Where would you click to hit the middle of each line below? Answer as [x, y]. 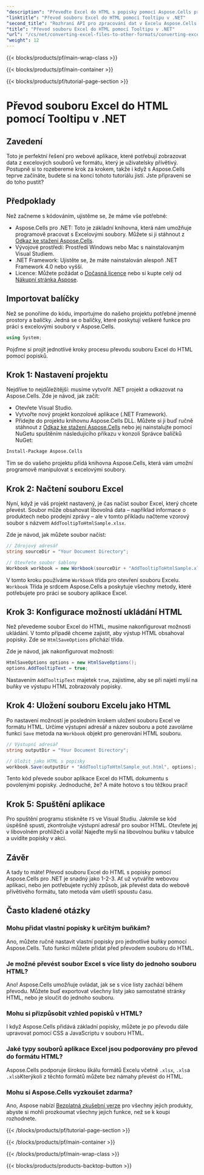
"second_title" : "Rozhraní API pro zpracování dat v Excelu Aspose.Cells [102, 23]
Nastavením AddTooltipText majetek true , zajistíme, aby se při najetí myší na [102, 680]
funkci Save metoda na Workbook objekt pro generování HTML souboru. [94, 733]
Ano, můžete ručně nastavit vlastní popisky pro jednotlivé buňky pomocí [97, 941]
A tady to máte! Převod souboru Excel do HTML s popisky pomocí [89, 872]
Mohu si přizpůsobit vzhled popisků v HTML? [74, 1013]
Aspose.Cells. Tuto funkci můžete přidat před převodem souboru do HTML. [100, 948]
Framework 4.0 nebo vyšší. [49, 267]
